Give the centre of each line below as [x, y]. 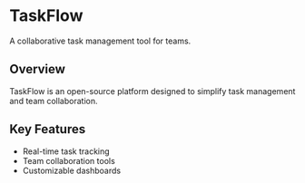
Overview [38, 69]
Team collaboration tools [69, 160]
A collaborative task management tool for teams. [100, 41]
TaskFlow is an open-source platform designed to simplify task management [152, 91]
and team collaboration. [54, 101]
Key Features [48, 129]
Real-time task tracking [66, 151]
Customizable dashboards [71, 170]
